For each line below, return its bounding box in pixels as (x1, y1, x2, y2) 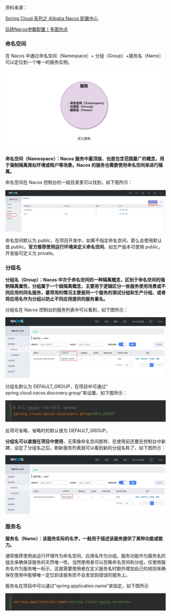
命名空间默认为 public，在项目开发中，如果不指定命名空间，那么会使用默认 (5, 237, 162, 243)
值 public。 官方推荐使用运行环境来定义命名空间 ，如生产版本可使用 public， (5, 243, 163, 249)
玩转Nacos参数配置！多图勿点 (5, 26, 68, 32)
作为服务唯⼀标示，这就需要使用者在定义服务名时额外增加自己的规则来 (14, 565, 161, 572)
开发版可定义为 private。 (5, 250, 57, 256)
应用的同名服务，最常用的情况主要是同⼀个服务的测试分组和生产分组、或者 (9, 289, 166, 295)
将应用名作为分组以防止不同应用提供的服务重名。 (5, 296, 108, 302)
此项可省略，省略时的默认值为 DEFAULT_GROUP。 (5, 427, 110, 434)
